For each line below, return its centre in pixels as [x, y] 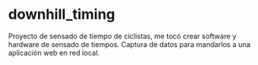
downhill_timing [62, 14]
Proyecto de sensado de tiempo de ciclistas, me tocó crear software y [122, 36]
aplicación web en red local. [54, 52]
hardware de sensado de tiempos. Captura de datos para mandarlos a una [129, 44]
